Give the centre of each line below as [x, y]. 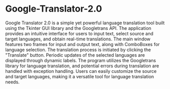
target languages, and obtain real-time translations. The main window [78, 39]
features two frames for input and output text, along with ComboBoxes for [82, 44]
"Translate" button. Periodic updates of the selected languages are [75, 55]
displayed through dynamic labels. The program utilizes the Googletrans [81, 60]
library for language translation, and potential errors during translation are [82, 66]
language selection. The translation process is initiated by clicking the [78, 50]
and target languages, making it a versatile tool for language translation [80, 76]
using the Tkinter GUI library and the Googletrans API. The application [78, 28]
